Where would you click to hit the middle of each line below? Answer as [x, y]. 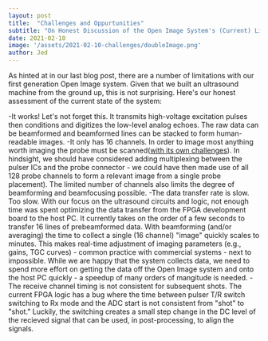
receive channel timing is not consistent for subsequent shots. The [132, 286]
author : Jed [28, 53]
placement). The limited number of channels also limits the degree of [122, 184]
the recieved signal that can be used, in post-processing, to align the [121, 320]
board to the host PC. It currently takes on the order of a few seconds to [127, 218]
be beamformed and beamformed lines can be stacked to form [112, 133]
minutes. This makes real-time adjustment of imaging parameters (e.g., [125, 244]
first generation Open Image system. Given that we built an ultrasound [124, 84]
